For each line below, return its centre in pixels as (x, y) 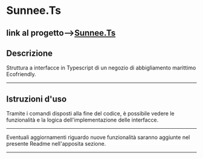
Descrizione (30, 53)
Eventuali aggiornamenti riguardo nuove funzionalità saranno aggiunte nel (98, 137)
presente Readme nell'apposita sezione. (56, 144)
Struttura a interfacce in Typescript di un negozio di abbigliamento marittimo (101, 68)
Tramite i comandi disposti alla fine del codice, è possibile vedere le (91, 114)
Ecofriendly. (21, 74)
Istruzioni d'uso (37, 99)
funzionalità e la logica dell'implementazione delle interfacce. (82, 120)
